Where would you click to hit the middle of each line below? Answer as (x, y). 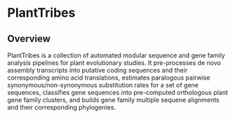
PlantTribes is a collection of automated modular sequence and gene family (116, 55)
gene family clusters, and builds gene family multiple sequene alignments (113, 100)
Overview (29, 39)
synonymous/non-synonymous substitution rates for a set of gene (103, 85)
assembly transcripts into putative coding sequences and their (98, 70)
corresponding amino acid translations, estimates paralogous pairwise (109, 78)
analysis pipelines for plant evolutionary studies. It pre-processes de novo (114, 63)
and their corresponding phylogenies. (62, 107)
